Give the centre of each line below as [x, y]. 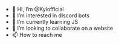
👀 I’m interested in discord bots [50, 15]
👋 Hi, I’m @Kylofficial [38, 9]
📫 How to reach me [37, 35]
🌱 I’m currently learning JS [45, 22]
